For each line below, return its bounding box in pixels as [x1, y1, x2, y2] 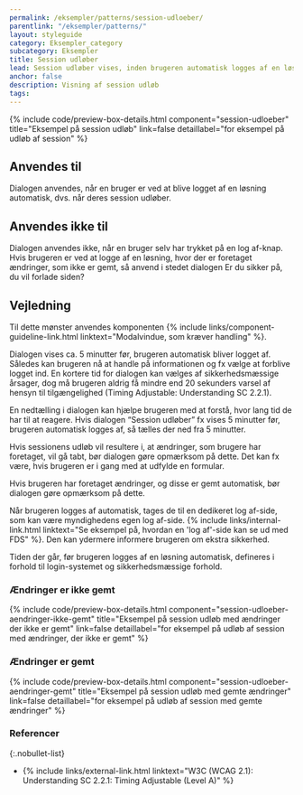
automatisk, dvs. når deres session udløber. [9, 192, 171, 203]
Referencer [9, 727, 60, 740]
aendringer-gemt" [9, 686, 77, 697]
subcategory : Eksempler [9, 47, 99, 56]
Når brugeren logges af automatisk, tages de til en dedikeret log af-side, [9, 505, 278, 516]
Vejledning [9, 297, 72, 313]
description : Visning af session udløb [9, 80, 160, 89]
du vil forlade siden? [9, 272, 85, 283]
